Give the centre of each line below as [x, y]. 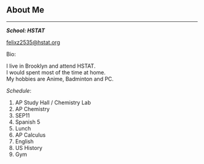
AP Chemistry [32, 109]
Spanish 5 [28, 122]
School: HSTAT [26, 30]
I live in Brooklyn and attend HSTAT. [51, 66]
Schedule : [19, 90]
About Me [25, 10]
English [24, 141]
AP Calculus [30, 135]
